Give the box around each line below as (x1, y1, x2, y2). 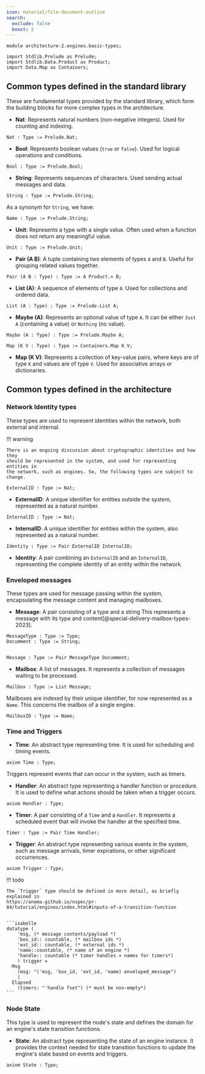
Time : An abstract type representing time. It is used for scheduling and (15, 741, 195, 748)
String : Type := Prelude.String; (6, 193, 95, 199)
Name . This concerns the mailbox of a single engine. (6, 701, 135, 708)
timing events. (15, 748, 51, 755)
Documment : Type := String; (6, 638, 81, 645)
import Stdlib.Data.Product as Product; (6, 59, 111, 65)
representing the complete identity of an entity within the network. (15, 560, 182, 568)
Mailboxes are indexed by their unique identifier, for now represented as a (6, 695, 193, 702)
